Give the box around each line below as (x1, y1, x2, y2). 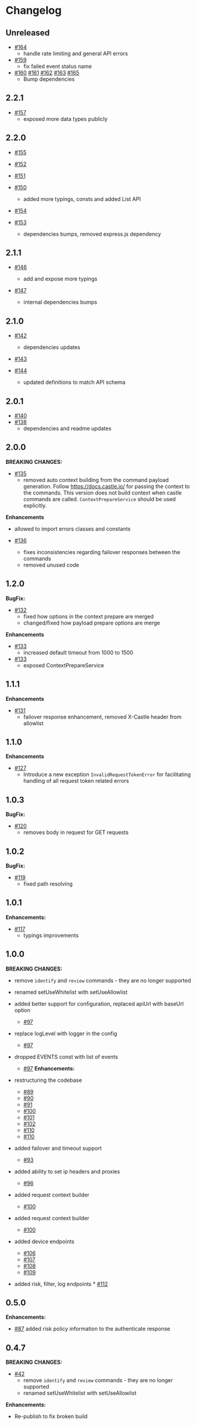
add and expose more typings (23, 275, 97, 283)
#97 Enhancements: (23, 1064, 75, 1072)
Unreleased (5, 28, 50, 38)
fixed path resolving (23, 880, 73, 887)
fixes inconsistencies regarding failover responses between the (23, 548, 181, 555)
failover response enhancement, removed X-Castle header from (23, 713, 182, 720)
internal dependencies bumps (23, 298, 97, 306)
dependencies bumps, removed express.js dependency (23, 230, 162, 238)
